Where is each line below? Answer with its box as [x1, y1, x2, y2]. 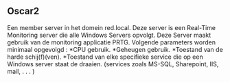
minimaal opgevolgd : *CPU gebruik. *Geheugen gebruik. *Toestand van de [7, 45, 223, 53]
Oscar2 [7, 5, 40, 17]
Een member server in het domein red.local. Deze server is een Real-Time [7, 23, 216, 31]
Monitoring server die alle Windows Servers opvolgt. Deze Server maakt [7, 31, 211, 39]
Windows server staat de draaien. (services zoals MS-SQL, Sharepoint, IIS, [7, 59, 219, 68]
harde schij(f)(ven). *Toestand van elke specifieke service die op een [7, 53, 204, 61]
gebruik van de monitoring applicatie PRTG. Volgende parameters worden [7, 38, 216, 46]
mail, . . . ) [7, 67, 35, 75]
